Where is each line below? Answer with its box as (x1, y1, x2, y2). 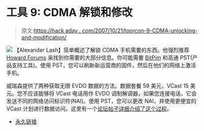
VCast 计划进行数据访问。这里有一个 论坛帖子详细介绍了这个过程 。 (6, 105, 172, 112)
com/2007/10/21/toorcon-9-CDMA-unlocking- (82, 27, 198, 34)
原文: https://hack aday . (21, 27, 81, 34)
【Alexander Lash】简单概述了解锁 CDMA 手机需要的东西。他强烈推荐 (13, 46, 190, 54)
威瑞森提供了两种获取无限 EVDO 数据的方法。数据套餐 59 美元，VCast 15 (6, 82, 189, 89)
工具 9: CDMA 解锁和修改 (6, 5, 133, 19)
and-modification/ (21, 34, 67, 41)
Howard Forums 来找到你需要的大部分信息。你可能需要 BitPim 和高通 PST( (6, 54, 193, 61)
